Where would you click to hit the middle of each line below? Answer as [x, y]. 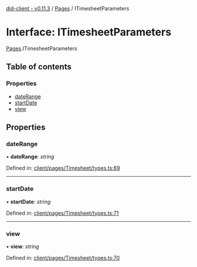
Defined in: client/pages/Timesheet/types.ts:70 [63, 258]
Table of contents [39, 67]
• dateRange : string [30, 157]
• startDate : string [28, 201]
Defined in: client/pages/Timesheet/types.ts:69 [63, 168]
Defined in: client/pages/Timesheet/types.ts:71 [62, 213]
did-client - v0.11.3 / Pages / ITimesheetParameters [68, 9]
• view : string [23, 246]
